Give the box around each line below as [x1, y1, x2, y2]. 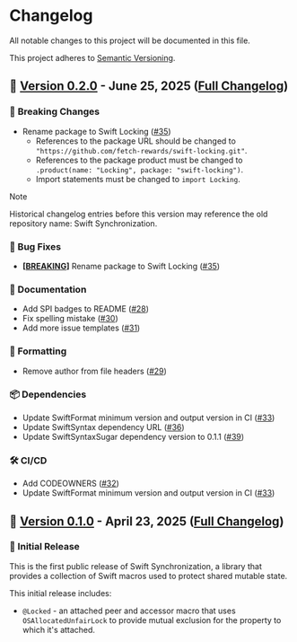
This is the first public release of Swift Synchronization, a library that [9, 560, 262, 571]
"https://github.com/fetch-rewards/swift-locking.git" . [35, 145, 248, 155]
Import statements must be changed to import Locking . [35, 173, 240, 184]
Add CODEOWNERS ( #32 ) [22, 478, 119, 489]
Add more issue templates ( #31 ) [22, 322, 141, 333]
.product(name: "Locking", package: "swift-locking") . [35, 163, 244, 175]
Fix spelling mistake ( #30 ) [22, 313, 118, 324]
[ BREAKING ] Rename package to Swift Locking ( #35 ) [22, 260, 221, 271]
